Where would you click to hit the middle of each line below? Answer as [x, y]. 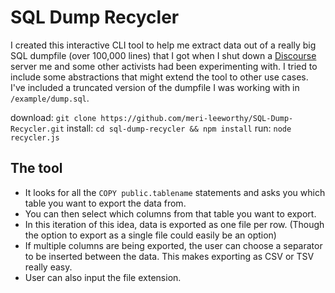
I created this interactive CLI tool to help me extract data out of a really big [163, 45]
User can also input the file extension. [103, 277]
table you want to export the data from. [105, 203]
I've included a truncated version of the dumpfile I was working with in [155, 87]
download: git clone [53, 117]
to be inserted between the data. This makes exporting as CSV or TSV [169, 256]
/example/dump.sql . [50, 98]
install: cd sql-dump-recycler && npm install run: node [179, 128]
